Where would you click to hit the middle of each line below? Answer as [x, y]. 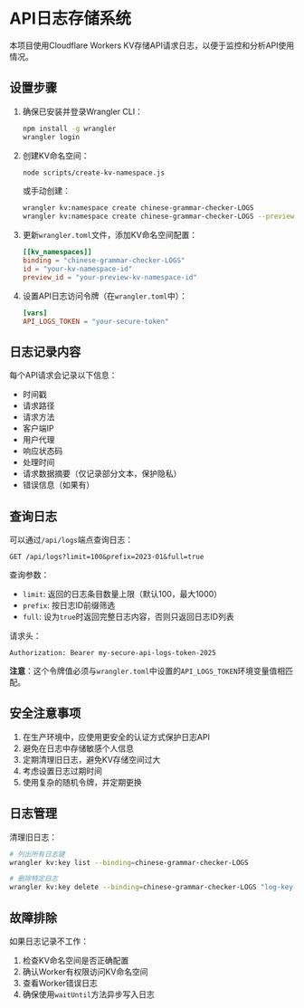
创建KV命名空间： [56, 156]
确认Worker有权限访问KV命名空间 [85, 971]
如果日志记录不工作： [49, 941]
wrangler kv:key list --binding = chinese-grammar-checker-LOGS [129, 862]
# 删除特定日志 [34, 879]
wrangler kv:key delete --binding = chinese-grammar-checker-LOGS [133, 888]
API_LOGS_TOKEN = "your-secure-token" [95, 321]
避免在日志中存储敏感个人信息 [78, 748]
